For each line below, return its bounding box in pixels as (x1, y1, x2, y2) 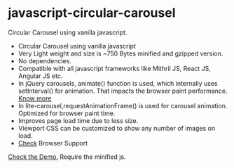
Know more (18, 93, 52, 103)
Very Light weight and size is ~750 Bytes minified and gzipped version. (18, 49, 223, 58)
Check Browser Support (18, 138, 88, 147)
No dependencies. (18, 56, 72, 65)
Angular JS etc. (18, 72, 63, 80)
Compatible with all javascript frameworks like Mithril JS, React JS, (18, 64, 211, 72)
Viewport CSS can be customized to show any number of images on (18, 124, 216, 132)
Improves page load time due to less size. (18, 116, 139, 124)
